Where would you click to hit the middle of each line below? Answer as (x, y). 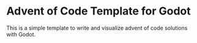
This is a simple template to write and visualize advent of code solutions (97, 28)
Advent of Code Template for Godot (98, 11)
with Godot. (21, 34)
